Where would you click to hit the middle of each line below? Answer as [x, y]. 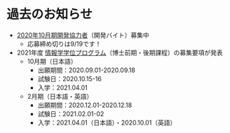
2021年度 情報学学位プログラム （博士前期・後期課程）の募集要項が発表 [120, 52]
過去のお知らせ [49, 14]
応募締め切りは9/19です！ [64, 43]
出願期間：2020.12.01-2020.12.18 [85, 105]
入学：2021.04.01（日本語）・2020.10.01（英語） [107, 122]
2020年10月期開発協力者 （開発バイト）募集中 [83, 35]
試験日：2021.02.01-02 [71, 113]
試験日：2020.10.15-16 [70, 78]
